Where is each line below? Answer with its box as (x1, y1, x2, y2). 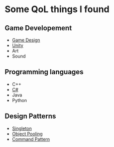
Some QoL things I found (5, 4, 110, 15)
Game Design (12, 37, 41, 43)
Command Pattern (12, 136, 50, 142)
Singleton (12, 125, 32, 131)
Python (12, 97, 27, 103)
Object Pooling (12, 130, 43, 137)
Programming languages (5, 68, 84, 76)
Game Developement (5, 24, 72, 32)
